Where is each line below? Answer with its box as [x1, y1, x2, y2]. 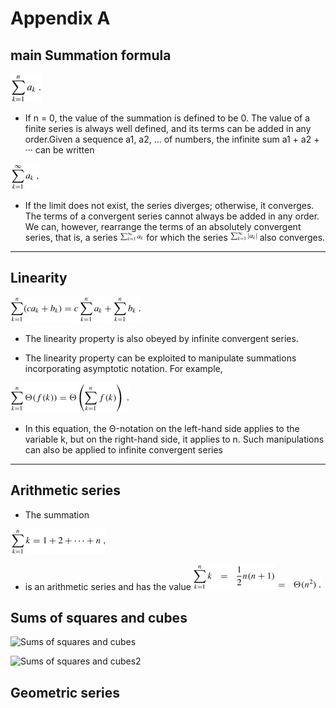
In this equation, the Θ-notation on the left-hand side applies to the [24, 422, 300, 434]
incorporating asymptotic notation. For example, [24, 362, 223, 374]
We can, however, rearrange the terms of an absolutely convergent [24, 221, 302, 232]
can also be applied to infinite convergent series [24, 443, 224, 456]
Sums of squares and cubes [10, 610, 188, 627]
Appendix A [10, 7, 111, 30]
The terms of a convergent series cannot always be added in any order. [24, 210, 320, 222]
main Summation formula [10, 47, 172, 64]
